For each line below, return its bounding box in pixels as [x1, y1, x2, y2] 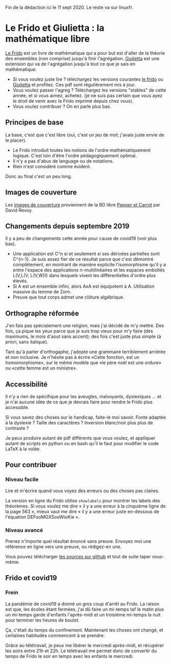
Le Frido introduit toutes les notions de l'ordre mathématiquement [12, 147, 151, 153]
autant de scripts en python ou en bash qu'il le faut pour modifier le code [5, 441, 159, 446]
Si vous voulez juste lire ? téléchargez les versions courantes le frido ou [12, 76, 163, 82]
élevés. [12, 278, 28, 284]
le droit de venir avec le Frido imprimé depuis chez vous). [12, 98, 134, 104]
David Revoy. [5, 207, 33, 213]
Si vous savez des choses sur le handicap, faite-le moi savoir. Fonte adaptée [5, 414, 166, 420]
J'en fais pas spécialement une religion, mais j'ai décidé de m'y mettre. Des [5, 323, 164, 329]
